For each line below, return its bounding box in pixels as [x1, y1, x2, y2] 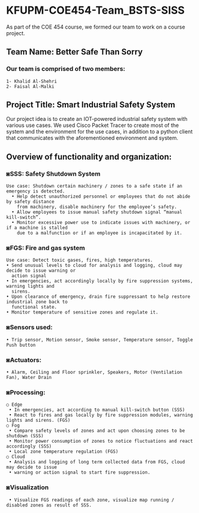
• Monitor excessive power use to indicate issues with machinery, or [11, 220, 191, 226]
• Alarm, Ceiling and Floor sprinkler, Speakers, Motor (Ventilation [6, 369, 183, 375]
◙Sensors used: [6, 323, 53, 331]
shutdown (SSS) [6, 433, 44, 439]
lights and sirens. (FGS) [6, 418, 70, 424]
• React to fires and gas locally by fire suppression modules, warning [8, 412, 194, 418]
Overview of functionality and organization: [6, 151, 172, 161]
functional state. [11, 304, 58, 310]
